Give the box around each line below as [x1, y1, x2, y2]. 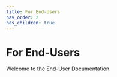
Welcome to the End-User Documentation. [6, 65, 111, 72]
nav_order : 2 [6, 14, 39, 20]
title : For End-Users [6, 8, 61, 15]
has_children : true [6, 20, 55, 26]
